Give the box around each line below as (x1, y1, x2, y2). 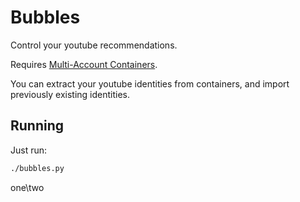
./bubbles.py (10, 163, 65, 173)
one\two (10, 181, 45, 193)
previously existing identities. (10, 88, 131, 100)
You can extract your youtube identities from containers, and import (10, 77, 290, 90)
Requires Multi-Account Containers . (10, 58, 158, 70)
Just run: (10, 144, 48, 156)
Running (10, 117, 65, 135)
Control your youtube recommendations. (10, 39, 178, 51)
